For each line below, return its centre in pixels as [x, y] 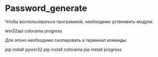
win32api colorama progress [34, 31]
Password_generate [46, 8]
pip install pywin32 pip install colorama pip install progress [63, 49]
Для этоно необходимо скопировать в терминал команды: [66, 40]
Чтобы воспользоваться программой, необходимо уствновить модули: [79, 22]
